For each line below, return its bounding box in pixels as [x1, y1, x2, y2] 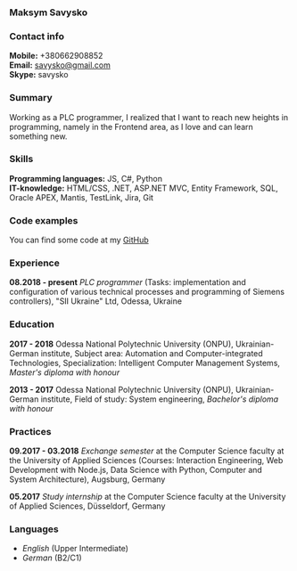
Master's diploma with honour [9, 367, 120, 378]
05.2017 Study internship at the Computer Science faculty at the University [9, 492, 286, 502]
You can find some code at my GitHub [9, 234, 149, 246]
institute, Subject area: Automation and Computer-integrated [40, 347, 263, 358]
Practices [9, 425, 52, 437]
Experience [9, 257, 60, 269]
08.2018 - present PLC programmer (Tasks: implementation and [9, 277, 247, 288]
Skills [9, 153, 34, 166]
